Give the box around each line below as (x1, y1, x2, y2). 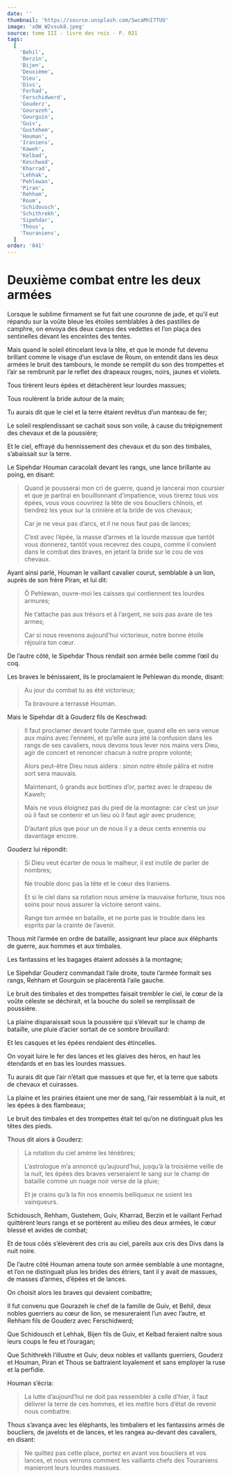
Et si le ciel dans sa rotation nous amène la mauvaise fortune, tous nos (24, 893, 226, 901)
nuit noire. (7, 1247, 36, 1255)
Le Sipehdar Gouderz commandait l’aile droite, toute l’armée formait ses (7, 969, 212, 977)
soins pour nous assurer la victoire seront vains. (24, 900, 161, 909)
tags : (7, 36, 23, 43)
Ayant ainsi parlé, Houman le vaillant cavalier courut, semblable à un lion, (7, 568, 216, 577)
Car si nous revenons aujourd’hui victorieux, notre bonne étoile (24, 631, 204, 639)
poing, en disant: (7, 470, 55, 479)
